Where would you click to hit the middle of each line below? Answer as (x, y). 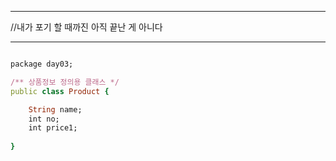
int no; (44, 119)
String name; (55, 109)
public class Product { (60, 91)
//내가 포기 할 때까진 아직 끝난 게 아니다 (86, 27)
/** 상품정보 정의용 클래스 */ (65, 82)
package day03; (42, 64)
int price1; (53, 128)
